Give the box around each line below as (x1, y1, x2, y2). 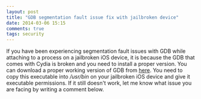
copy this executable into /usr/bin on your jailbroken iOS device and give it (6, 73, 191, 80)
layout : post (6, 8, 39, 15)
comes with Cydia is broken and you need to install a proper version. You (6, 61, 188, 68)
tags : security (6, 31, 45, 37)
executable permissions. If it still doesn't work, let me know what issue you (6, 79, 192, 87)
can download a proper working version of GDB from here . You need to (6, 67, 183, 74)
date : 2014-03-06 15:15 (6, 20, 66, 26)
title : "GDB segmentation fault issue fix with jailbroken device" (6, 14, 179, 20)
